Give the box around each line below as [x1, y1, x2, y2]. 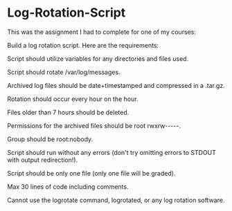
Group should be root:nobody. [7, 135, 93, 143]
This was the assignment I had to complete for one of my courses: [7, 28, 196, 36]
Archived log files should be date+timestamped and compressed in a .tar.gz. [7, 81, 225, 89]
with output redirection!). [7, 156, 78, 164]
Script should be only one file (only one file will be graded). [7, 169, 176, 177]
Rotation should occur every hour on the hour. [7, 95, 139, 103]
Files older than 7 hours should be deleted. [7, 108, 130, 116]
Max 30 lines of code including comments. [7, 182, 129, 191]
